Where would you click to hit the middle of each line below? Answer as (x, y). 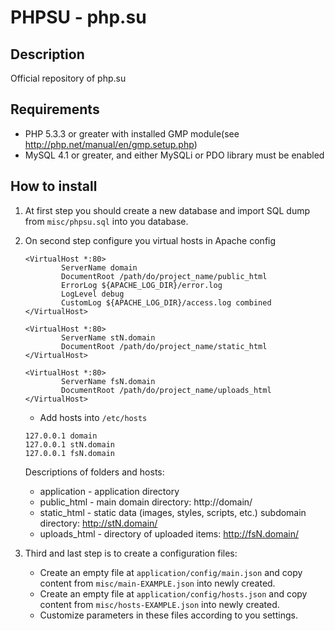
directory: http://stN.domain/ (98, 523)
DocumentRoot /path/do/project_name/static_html (164, 346)
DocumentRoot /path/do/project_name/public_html (164, 276)
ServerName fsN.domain (108, 381)
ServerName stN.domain (108, 337)
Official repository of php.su (68, 78)
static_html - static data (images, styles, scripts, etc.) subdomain (173, 512)
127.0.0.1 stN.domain (69, 444)
